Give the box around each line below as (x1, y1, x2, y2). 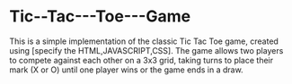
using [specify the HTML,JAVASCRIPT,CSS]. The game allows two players (9, 45, 284, 55)
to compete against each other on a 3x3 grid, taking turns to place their (9, 55, 274, 65)
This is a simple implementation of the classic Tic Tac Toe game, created (9, 36, 279, 46)
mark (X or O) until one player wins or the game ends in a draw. (9, 64, 244, 75)
